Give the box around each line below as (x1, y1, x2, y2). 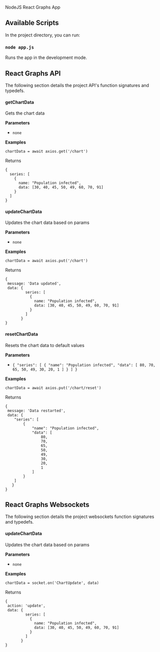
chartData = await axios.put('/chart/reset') (5, 385, 101, 390)
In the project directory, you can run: (5, 32, 80, 38)
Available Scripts (5, 18, 59, 27)
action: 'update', (7, 603, 46, 608)
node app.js (5, 44, 34, 50)
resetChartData (5, 331, 38, 337)
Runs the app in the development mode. (5, 54, 87, 60)
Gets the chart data (5, 110, 45, 116)
